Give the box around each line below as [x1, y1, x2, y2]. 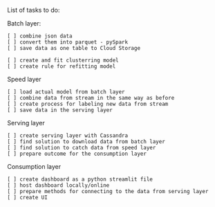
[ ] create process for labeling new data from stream [7, 100, 169, 107]
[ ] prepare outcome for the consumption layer [7, 150, 147, 157]
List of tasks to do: [7, 6, 60, 14]
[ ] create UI [7, 194, 48, 201]
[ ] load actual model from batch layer [7, 89, 126, 96]
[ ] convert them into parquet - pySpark [7, 39, 129, 46]
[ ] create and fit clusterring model [7, 57, 119, 64]
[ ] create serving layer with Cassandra [7, 132, 129, 139]
